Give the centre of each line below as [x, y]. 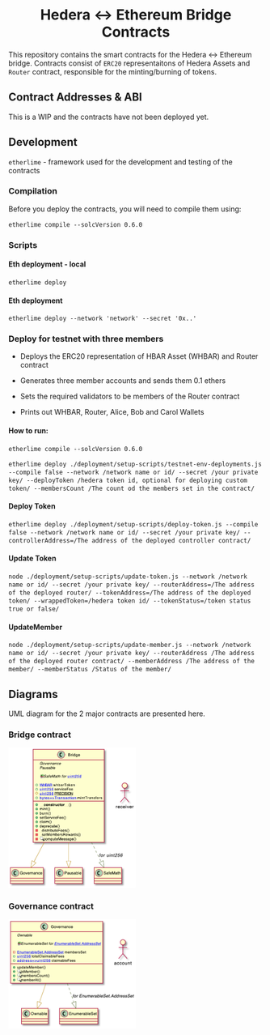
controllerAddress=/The [49, 540]
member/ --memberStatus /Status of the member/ [90, 670]
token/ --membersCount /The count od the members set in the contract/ [131, 488]
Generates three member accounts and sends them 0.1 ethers [123, 381]
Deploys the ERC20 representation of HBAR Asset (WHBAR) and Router [139, 356]
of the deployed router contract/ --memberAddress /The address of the [131, 662]
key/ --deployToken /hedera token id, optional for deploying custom [128, 480]
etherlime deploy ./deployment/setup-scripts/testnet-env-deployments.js [135, 464]
